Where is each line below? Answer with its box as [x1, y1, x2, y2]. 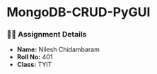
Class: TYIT [16, 61, 52, 69]
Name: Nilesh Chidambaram [16, 45, 100, 54]
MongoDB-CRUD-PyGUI [6, 4, 151, 20]
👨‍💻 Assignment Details [6, 30, 87, 39]
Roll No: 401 [16, 53, 53, 61]
